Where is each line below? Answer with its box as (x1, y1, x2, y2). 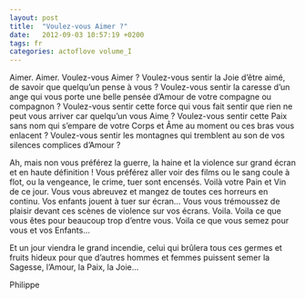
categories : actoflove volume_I (9, 47, 132, 56)
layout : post (9, 13, 59, 23)
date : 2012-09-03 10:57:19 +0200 (9, 30, 145, 39)
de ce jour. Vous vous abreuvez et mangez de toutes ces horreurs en (9, 186, 269, 197)
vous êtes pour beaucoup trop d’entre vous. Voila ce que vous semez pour (9, 215, 290, 226)
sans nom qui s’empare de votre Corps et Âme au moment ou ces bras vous (9, 120, 295, 132)
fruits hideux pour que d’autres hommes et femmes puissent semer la (9, 252, 270, 264)
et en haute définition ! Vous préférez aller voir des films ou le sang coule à (9, 167, 290, 178)
